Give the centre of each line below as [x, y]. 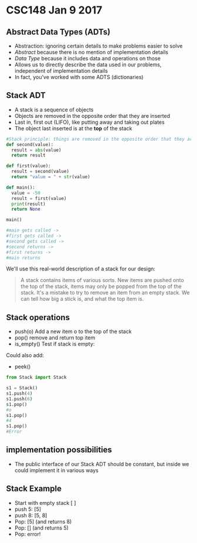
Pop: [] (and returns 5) [42, 528]
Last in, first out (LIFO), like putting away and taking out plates [90, 122]
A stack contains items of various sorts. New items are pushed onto [102, 280]
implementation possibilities [59, 450]
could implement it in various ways [56, 470]
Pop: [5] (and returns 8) [43, 521]
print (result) [28, 204]
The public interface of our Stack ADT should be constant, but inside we [102, 464]
